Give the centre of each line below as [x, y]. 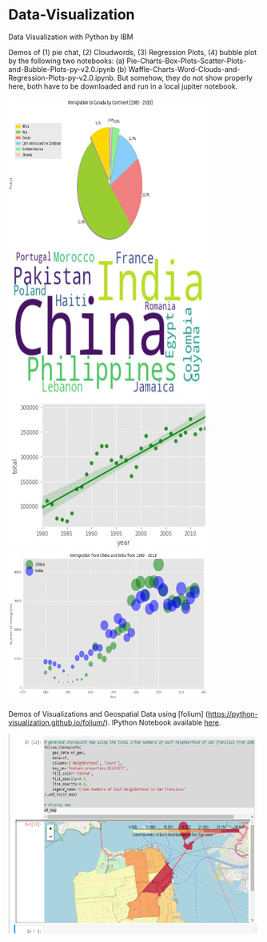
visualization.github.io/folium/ [57, 722]
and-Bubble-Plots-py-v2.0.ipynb [62, 69]
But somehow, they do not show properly [185, 78]
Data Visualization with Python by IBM [71, 37]
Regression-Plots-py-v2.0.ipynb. [62, 78]
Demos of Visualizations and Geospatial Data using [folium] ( [108, 713]
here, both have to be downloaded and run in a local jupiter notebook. [123, 86]
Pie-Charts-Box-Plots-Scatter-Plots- [187, 61]
